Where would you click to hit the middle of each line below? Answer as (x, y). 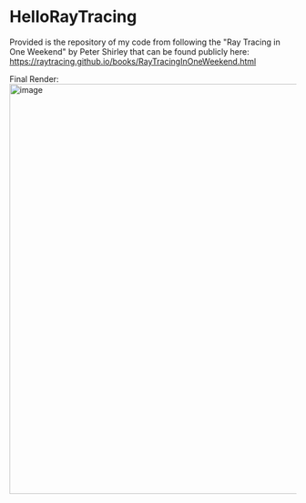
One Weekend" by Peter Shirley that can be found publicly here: (129, 51)
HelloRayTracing (73, 17)
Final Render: (34, 78)
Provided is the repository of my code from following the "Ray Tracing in (145, 42)
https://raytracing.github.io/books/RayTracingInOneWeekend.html (133, 61)
